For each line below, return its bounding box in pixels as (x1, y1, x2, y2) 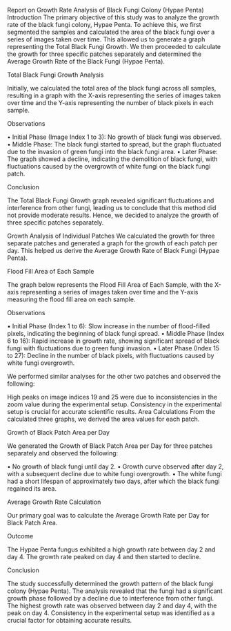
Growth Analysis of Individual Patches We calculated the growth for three (7, 232, 215, 240)
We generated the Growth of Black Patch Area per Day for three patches (7, 442, 213, 450)
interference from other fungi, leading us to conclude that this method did (7, 204, 217, 211)
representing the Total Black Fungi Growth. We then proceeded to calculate (7, 43, 221, 50)
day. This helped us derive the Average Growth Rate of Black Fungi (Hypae (7, 247, 219, 254)
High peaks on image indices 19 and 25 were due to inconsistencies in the (7, 393, 218, 401)
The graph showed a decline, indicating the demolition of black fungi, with (7, 155, 218, 163)
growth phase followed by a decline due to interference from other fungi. (7, 594, 214, 602)
